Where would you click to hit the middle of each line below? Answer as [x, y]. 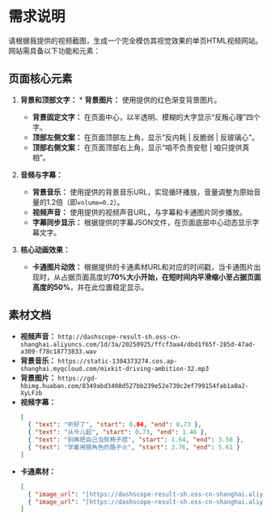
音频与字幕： [41, 174]
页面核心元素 [40, 79]
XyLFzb [31, 393]
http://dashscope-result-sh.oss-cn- [120, 337]
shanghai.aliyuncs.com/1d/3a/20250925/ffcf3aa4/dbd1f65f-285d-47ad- [138, 344]
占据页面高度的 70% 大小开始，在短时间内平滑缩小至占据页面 [161, 277]
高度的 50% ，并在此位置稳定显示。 [90, 287]
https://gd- [78, 378]
